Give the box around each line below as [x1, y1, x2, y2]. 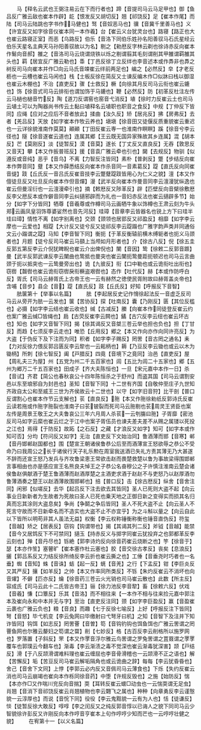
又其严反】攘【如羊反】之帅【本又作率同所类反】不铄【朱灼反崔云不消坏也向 [6, 567, 195, 575]
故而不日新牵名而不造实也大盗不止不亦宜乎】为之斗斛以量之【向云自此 [22, 507, 195, 515]
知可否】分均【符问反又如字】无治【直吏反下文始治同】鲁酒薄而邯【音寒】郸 [6, 432, 195, 440]
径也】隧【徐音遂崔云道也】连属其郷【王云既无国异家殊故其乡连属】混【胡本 [6, 133, 195, 140]
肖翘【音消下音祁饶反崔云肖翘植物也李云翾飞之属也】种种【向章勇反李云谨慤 [6, 687, 195, 695]
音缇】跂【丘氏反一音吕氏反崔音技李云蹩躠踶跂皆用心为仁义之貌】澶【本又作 [6, 170, 195, 177]
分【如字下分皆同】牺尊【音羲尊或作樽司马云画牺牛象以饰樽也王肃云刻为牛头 [6, 200, 195, 207]
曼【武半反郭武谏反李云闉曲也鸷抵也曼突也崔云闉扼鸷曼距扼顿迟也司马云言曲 [6, 253, 195, 260]
